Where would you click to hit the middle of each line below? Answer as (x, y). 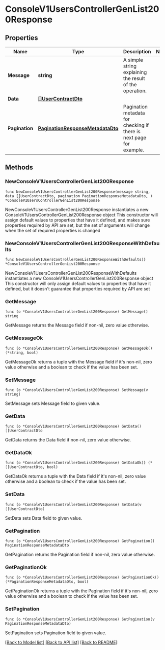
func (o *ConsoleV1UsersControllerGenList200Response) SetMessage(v (77, 390)
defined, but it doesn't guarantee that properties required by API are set (78, 289)
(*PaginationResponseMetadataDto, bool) (47, 582)
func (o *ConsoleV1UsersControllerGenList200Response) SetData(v (73, 505)
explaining (135, 72)
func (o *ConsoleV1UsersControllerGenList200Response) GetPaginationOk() (82, 578)
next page (135, 138)
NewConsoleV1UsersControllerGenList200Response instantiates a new (77, 209)
